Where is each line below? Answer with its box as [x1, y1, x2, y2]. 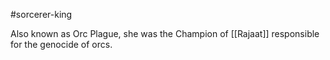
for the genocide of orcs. [10, 39, 113, 50]
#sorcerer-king [10, 9, 73, 20]
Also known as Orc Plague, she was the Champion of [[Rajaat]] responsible [10, 28, 320, 39]
